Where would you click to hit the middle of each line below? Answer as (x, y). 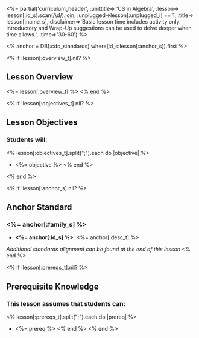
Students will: (27, 140)
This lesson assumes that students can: (66, 303)
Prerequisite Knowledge (52, 286)
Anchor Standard (39, 207)
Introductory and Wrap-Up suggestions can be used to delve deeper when (99, 28)
